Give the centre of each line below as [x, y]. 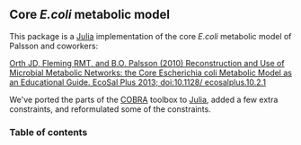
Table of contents [49, 132]
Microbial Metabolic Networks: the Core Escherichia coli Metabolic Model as [150, 72]
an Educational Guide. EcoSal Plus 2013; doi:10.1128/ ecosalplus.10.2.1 [138, 82]
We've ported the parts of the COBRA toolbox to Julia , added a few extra [144, 99]
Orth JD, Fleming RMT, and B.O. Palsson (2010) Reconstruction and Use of [147, 63]
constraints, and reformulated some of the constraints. [110, 109]
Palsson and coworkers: [54, 46]
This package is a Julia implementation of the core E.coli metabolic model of [150, 36]
